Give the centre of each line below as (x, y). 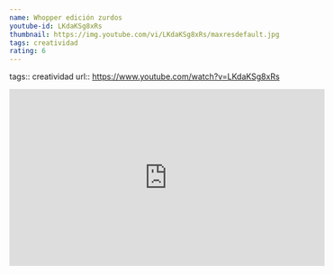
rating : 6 (28, 51)
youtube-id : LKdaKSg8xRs (56, 26)
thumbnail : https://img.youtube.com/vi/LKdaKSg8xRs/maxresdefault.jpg (144, 34)
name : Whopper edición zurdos (66, 18)
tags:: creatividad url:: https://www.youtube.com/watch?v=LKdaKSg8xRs (145, 76)
